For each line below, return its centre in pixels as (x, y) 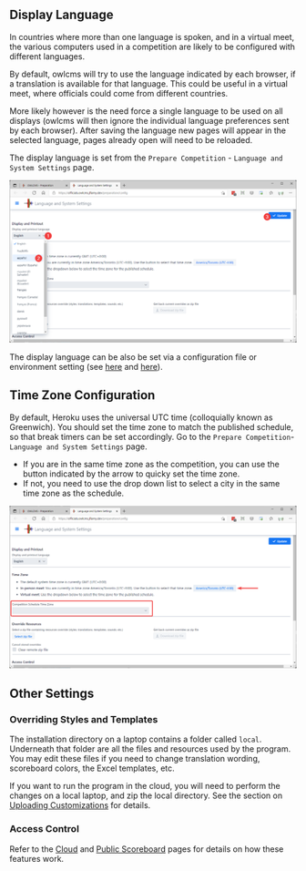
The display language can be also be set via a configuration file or (133, 357)
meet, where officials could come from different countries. (119, 93)
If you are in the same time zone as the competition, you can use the (151, 464)
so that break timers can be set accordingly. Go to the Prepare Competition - (152, 436)
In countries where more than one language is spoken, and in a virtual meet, (152, 36)
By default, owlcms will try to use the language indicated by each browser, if (153, 74)
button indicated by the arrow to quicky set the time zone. (131, 474)
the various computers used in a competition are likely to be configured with (153, 46)
